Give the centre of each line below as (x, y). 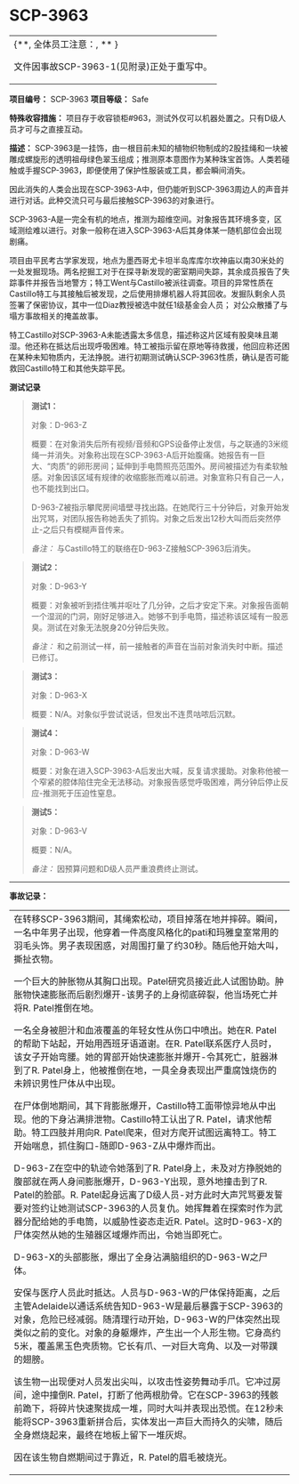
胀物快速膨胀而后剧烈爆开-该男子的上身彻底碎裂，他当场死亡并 (146, 995)
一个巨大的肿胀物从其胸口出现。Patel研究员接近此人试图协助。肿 (149, 981)
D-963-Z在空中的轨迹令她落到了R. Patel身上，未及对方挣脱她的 (148, 1168)
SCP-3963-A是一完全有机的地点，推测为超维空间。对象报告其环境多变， (142, 219)
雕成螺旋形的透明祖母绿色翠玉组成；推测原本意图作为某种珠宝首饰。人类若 (145, 159)
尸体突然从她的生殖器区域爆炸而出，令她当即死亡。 (121, 1235)
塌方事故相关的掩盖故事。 (56, 316)
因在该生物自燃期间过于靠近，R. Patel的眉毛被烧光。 (123, 1457)
